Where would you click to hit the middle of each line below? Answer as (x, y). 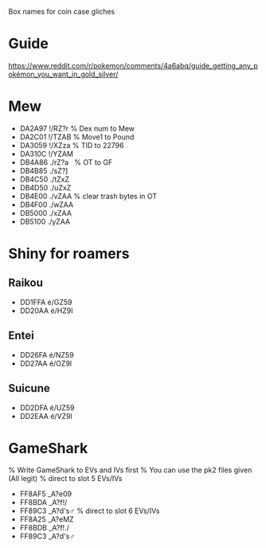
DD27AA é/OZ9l (46, 363)
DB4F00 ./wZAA (47, 204)
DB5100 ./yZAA (45, 221)
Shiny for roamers (69, 254)
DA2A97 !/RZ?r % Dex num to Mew (77, 128)
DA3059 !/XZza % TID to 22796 (72, 145)
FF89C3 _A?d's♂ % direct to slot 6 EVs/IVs (90, 511)
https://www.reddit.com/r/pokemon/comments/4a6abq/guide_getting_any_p (133, 65)
